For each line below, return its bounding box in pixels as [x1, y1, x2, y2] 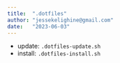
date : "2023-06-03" [7, 23, 70, 30]
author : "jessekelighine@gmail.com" [7, 17, 114, 24]
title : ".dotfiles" [7, 10, 68, 17]
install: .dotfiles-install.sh [17, 49, 101, 57]
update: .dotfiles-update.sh [17, 42, 101, 51]
